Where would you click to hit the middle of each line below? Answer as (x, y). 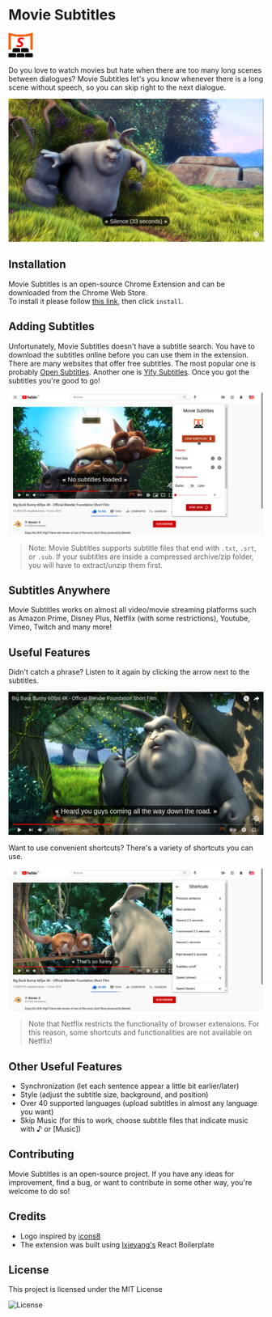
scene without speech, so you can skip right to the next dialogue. (117, 87)
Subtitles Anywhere (59, 590)
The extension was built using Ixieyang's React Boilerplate (117, 1244)
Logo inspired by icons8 (60, 1236)
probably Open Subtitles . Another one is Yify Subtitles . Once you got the (129, 372)
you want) (37, 1112)
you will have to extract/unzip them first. (96, 565)
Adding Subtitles (51, 326)
